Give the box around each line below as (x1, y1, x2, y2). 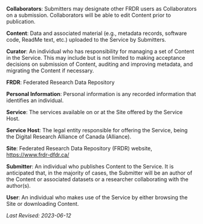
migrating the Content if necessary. (6, 67, 94, 74)
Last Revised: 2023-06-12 (6, 212, 71, 219)
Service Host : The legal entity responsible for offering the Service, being (6, 127, 188, 133)
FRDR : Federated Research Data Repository (6, 78, 115, 86)
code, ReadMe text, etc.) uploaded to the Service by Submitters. (6, 36, 166, 43)
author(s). (6, 182, 31, 189)
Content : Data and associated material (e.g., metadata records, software (6, 30, 187, 37)
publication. (6, 18, 36, 25)
